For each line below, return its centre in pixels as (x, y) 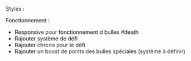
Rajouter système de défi (46, 38)
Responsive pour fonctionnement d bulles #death (77, 32)
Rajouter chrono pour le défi (50, 45)
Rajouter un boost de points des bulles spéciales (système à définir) (100, 51)
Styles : (15, 9)
